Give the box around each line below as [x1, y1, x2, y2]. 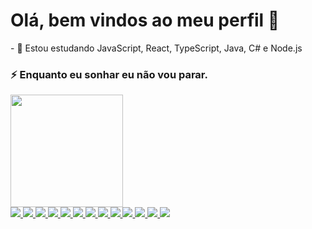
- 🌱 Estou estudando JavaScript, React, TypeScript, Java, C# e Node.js [10, 42, 303, 54]
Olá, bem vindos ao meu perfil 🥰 [10, 9, 280, 32]
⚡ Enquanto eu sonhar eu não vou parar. [10, 67, 208, 81]
